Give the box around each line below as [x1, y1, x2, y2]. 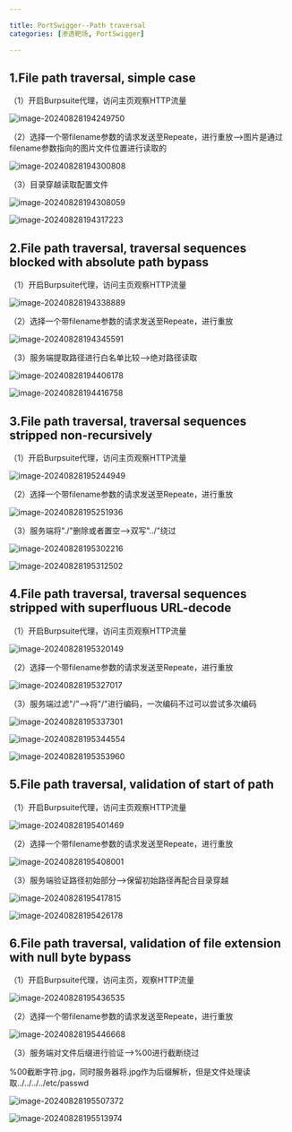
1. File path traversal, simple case [9, 70, 196, 85]
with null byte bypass [9, 949, 132, 964]
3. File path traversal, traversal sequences [9, 413, 247, 428]
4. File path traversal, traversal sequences [9, 586, 247, 601]
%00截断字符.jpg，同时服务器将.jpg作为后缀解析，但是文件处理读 [9, 1067, 251, 1077]
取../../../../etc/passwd [9, 1077, 90, 1089]
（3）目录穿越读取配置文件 [9, 179, 109, 190]
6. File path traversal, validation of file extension [9, 936, 282, 951]
